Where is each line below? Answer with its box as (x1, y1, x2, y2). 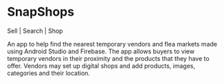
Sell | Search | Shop (7, 27, 63, 35)
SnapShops (7, 4, 74, 20)
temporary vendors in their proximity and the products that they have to (7, 54, 210, 62)
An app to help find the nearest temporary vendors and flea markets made (7, 40, 218, 48)
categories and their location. (7, 69, 91, 77)
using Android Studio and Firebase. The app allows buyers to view (7, 47, 194, 55)
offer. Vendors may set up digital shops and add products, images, (7, 61, 196, 70)
